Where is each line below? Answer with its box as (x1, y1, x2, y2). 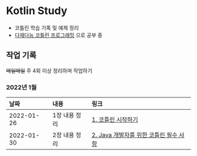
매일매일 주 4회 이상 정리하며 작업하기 (6, 67, 93, 74)
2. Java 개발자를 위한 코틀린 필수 (91, 131, 178, 139)
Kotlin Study (6, 4, 67, 18)
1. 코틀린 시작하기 (91, 116, 138, 124)
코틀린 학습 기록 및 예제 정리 (14, 24, 79, 31)
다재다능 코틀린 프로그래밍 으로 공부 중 (14, 31, 103, 39)
